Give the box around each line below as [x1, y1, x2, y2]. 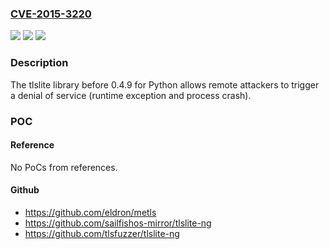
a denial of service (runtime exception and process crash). [10, 89, 252, 101]
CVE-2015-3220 [10, 7, 92, 21]
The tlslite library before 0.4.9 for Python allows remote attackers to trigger [10, 78, 320, 91]
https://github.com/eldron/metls [24, 206, 157, 218]
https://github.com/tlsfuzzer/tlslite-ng [24, 227, 180, 239]
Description [10, 56, 69, 70]
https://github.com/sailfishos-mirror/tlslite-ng [24, 217, 212, 229]
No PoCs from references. [10, 161, 118, 173]
